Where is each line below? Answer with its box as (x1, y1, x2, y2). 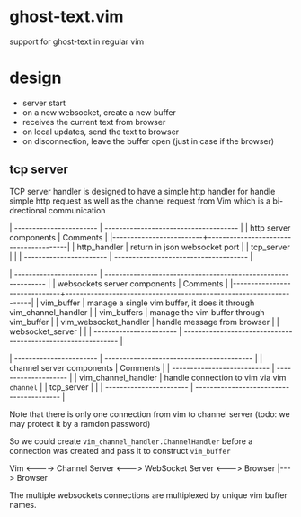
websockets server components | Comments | (57, 277, 229, 289)
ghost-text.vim (9, 6, 124, 27)
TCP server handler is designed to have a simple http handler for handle (9, 186, 276, 196)
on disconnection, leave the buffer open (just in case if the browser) (22, 135, 275, 146)
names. (9, 499, 37, 510)
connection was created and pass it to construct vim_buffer (9, 445, 231, 456)
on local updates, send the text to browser (22, 126, 180, 137)
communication (48, 204, 106, 215)
